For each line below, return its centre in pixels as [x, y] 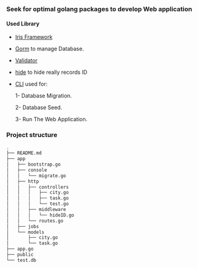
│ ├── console [27, 170]
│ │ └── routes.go [35, 221]
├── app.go [20, 249]
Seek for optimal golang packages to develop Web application [99, 9]
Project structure [32, 135]
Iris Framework [34, 37]
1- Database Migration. [43, 96]
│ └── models [25, 232]
